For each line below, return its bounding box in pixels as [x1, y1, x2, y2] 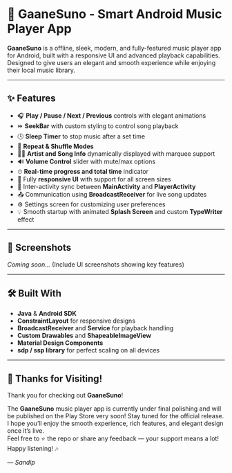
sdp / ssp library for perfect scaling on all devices [17, 346, 160, 355]
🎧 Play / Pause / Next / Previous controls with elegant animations [17, 111, 206, 120]
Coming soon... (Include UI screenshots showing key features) [7, 260, 185, 269]
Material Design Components [17, 339, 104, 347]
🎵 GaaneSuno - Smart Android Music [7, 6, 222, 22]
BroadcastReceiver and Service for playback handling [17, 324, 174, 332]
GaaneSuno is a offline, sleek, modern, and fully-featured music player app [7, 44, 222, 52]
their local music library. [7, 66, 76, 74]
